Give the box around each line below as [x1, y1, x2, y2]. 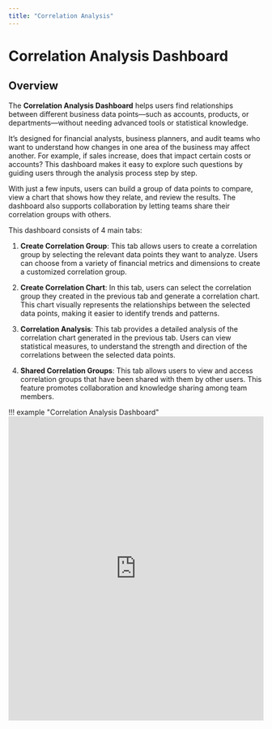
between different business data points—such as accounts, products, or [8, 109, 249, 118]
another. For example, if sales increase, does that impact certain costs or [8, 151, 252, 161]
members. [19, 391, 54, 401]
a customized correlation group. [19, 267, 127, 277]
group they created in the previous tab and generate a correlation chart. [19, 291, 261, 301]
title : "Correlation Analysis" [8, 11, 114, 20]
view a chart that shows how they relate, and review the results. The [8, 192, 236, 202]
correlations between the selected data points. [19, 349, 176, 359]
